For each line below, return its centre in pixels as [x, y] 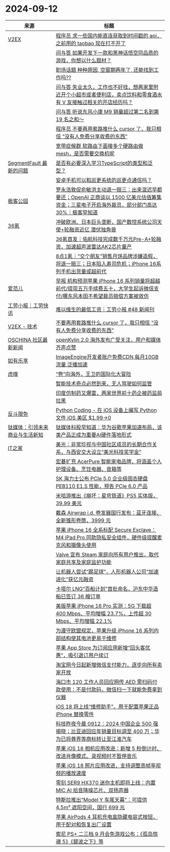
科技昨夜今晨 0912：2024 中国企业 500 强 [107, 724]
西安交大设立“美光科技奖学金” [106, 452]
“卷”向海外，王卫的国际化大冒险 [93, 374]
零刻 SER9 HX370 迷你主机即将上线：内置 [105, 783]
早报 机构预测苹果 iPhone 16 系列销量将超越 [108, 281]
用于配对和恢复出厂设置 [83, 824]
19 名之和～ [70, 119]
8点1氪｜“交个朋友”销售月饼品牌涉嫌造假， [107, 256]
